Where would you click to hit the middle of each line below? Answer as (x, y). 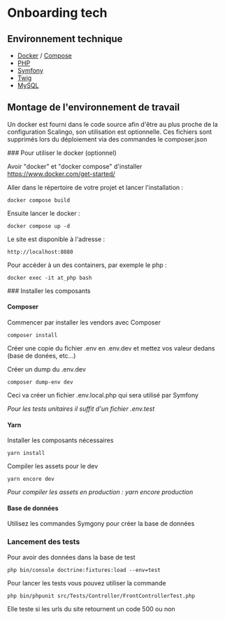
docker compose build (39, 200)
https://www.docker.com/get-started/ (61, 174)
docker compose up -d (39, 226)
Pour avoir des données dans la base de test (71, 557)
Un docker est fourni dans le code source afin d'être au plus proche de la (112, 124)
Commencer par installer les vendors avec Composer (84, 322)
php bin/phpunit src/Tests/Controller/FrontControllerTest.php (101, 596)
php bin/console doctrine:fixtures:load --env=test (84, 570)
